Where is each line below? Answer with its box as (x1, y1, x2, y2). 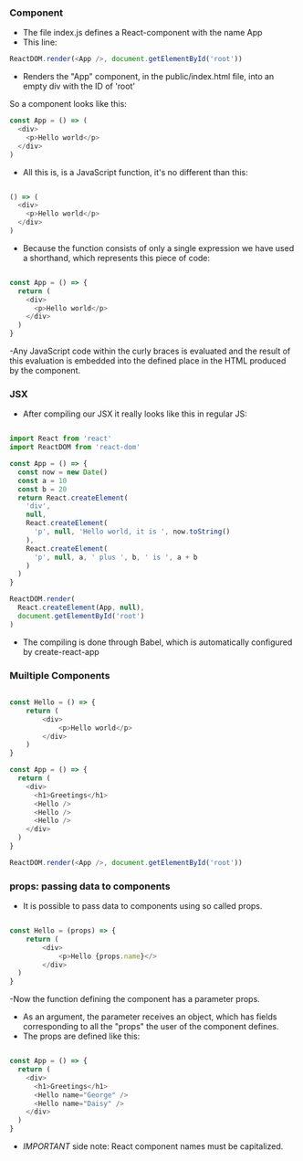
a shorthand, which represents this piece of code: (22, 252, 211, 263)
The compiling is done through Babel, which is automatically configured (22, 637, 293, 648)
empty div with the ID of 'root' (22, 80, 135, 92)
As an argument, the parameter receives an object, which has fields (22, 1011, 277, 1022)
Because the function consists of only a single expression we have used (22, 242, 295, 253)
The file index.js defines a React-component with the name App (22, 27, 263, 38)
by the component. (9, 365, 81, 376)
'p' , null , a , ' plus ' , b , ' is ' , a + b (33, 553, 198, 562)
